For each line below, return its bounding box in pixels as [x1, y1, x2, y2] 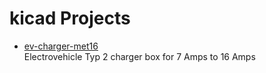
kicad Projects [9, 7, 131, 30]
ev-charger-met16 [23, 40, 99, 52]
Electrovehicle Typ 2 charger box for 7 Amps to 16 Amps [23, 50, 256, 62]
